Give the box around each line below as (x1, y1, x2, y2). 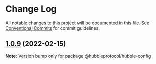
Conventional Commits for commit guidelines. (5, 25, 100, 31)
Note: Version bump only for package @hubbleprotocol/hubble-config (5, 53, 151, 59)
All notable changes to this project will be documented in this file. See (5, 20, 150, 26)
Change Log (5, 3, 57, 15)
